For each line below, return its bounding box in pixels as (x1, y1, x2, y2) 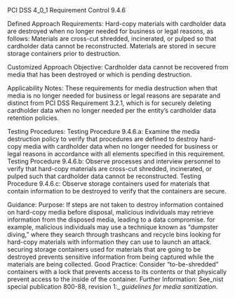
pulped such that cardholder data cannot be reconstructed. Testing (7, 172, 202, 180)
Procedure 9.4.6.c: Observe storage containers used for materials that (7, 180, 210, 188)
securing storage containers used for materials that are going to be (7, 245, 201, 253)
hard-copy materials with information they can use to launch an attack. (7, 238, 212, 246)
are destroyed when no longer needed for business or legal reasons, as (7, 27, 214, 35)
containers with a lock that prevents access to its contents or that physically (7, 268, 227, 276)
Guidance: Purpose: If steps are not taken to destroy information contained (7, 201, 224, 209)
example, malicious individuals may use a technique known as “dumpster (7, 223, 219, 231)
